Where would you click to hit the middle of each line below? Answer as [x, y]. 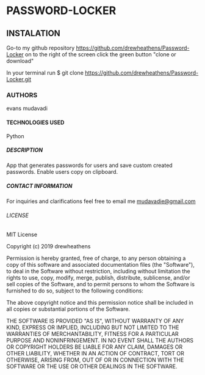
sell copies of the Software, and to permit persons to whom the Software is [101, 284]
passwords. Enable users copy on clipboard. [62, 172]
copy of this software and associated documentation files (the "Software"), [101, 264]
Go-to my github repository [41, 48]
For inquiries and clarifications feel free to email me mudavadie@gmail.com [101, 201]
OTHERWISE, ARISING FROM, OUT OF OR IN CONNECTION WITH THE [95, 360]
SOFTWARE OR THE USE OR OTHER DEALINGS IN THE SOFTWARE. [92, 366]
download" [20, 61]
